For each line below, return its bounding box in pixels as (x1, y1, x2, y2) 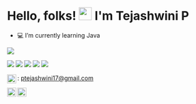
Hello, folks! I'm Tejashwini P (7, 8, 189, 24)
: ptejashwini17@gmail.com (17, 74, 94, 82)
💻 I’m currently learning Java (16, 31, 100, 39)
